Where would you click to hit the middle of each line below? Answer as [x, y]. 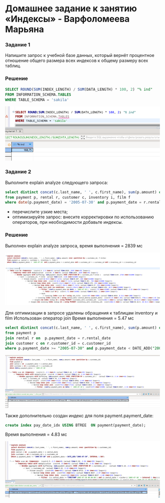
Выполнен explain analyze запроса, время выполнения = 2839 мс [74, 245]
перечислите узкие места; [40, 212]
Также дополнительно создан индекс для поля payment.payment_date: [79, 416]
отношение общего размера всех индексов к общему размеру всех [77, 61]
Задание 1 [18, 45]
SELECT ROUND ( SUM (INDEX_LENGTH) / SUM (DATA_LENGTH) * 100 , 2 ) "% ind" [79, 89]
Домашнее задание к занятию [71, 9]
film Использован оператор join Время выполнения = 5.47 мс [69, 318]
